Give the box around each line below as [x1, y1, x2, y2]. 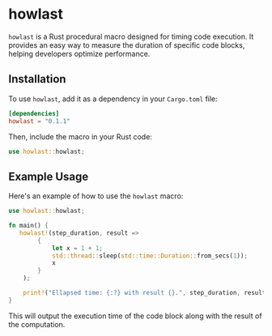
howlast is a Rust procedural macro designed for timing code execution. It [8, 32, 254, 41]
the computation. [8, 319, 66, 329]
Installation [8, 72, 66, 86]
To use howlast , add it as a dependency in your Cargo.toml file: [8, 94, 219, 104]
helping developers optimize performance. [8, 49, 151, 58]
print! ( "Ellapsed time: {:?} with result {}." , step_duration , [23, 289, 241, 297]
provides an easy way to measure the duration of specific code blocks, [8, 40, 245, 49]
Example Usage [8, 169, 89, 183]
